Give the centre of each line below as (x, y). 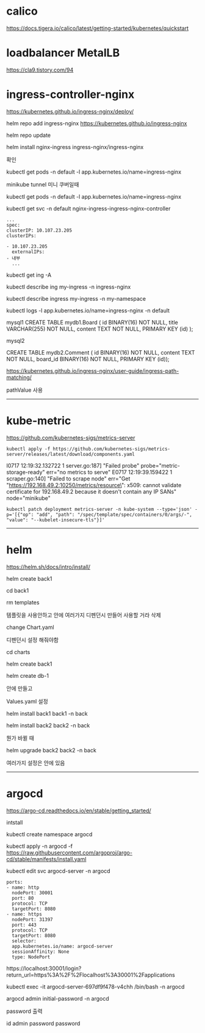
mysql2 (16, 340)
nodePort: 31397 (32, 919)
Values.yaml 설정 (27, 701)
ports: (15, 882)
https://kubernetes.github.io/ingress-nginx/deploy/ (70, 111)
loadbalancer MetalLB (63, 53)
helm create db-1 (28, 675)
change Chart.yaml (30, 627)
